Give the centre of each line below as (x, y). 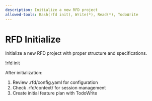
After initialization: (24, 73)
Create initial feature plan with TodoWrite (55, 93)
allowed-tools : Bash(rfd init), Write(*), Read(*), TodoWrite (72, 15)
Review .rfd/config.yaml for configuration (55, 82)
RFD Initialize (33, 39)
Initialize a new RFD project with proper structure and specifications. (76, 53)
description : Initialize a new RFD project (52, 10)
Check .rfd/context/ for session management (59, 88)
